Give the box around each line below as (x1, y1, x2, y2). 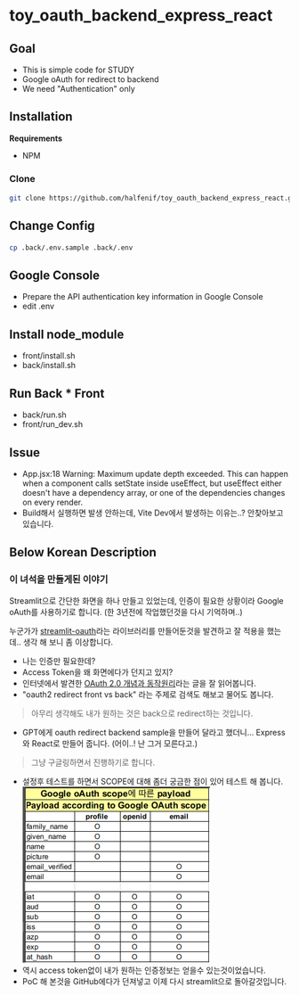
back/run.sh (21, 409, 67, 420)
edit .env (21, 300, 55, 312)
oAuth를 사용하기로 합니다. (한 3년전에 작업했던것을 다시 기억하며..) (9, 606, 243, 617)
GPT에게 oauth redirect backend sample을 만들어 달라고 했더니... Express (21, 727, 287, 737)
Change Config (9, 218, 95, 234)
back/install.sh (21, 360, 77, 371)
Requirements (9, 133, 63, 144)
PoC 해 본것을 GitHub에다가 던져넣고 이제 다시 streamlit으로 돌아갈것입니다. (21, 975, 287, 986)
